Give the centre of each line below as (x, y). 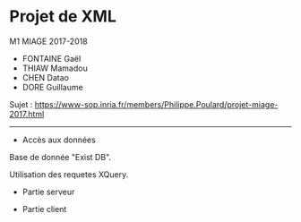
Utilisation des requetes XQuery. (69, 174)
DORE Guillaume (52, 87)
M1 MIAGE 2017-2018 (48, 41)
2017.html (27, 114)
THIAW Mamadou (55, 68)
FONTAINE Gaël (52, 58)
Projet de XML (63, 17)
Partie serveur (48, 192)
